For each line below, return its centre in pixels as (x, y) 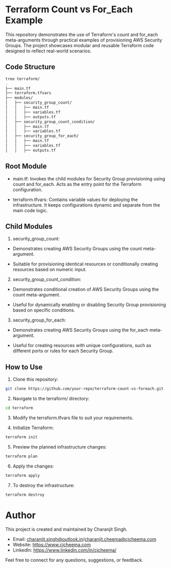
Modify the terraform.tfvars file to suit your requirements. (73, 418)
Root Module (26, 166)
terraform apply (23, 475)
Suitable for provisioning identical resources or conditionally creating (85, 264)
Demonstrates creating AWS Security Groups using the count (77, 249)
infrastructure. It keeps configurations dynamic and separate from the (86, 205)
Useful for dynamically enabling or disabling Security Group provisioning (89, 305)
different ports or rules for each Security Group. (63, 351)
